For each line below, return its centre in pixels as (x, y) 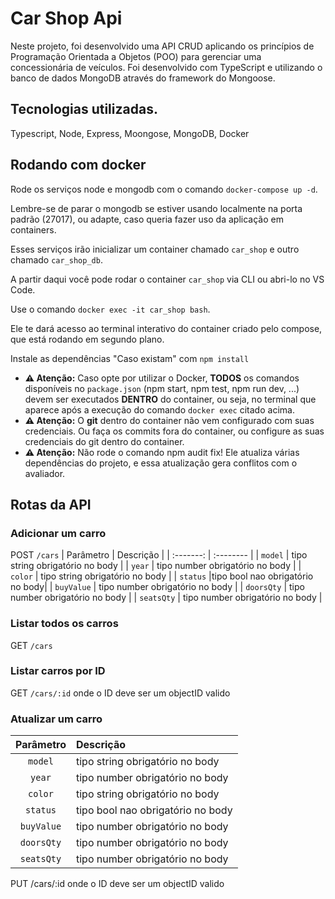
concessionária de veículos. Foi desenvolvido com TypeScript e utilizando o (166, 67)
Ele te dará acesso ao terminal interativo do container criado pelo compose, (166, 328)
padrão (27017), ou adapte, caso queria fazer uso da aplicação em (147, 219)
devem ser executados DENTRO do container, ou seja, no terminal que (170, 399)
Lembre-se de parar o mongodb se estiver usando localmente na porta (156, 208)
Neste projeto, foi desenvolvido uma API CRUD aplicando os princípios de (162, 46)
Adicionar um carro (58, 533)
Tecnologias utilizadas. (84, 109)
